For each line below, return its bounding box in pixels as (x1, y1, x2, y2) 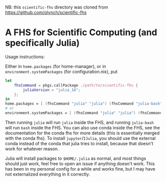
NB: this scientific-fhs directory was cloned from (5, 4, 108, 10)
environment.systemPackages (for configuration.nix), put (5, 68, 118, 74)
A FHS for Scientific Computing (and (5, 27, 158, 38)
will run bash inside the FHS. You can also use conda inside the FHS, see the (5, 124, 160, 130)
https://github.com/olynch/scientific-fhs (5, 9, 87, 15)
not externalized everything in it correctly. (5, 171, 90, 177)
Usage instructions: (5, 54, 45, 60)
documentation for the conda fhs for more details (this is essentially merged (5, 130, 160, 136)
